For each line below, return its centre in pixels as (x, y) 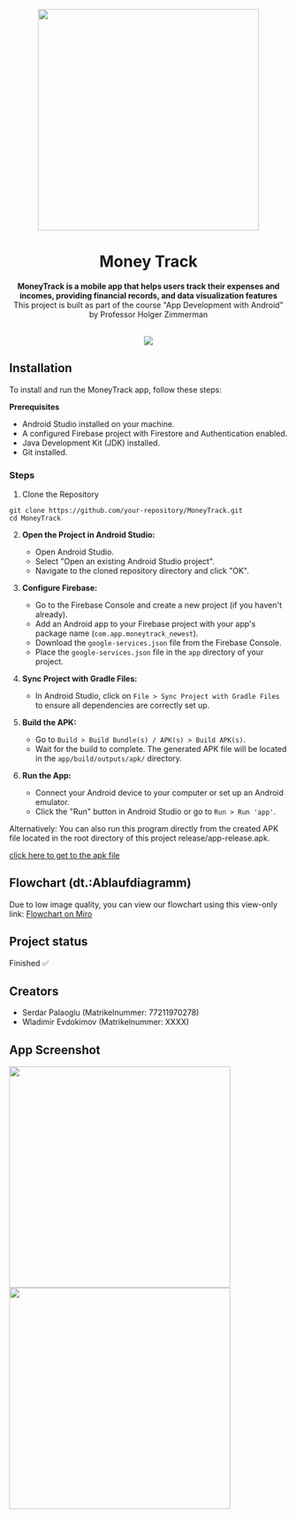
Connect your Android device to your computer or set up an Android (159, 793)
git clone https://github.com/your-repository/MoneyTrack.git (126, 511)
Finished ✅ (29, 963)
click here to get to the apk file (65, 856)
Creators (34, 991)
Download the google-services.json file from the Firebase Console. (158, 643)
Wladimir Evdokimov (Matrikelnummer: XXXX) (106, 1022)
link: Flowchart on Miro (51, 914)
